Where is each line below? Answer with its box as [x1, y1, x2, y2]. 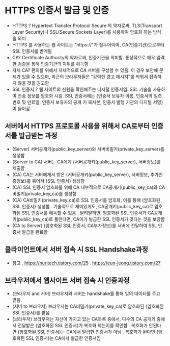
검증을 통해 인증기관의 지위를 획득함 [17, 61, 89, 67]
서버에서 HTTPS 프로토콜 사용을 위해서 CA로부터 [5, 122, 150, 131]
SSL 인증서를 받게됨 [12, 48, 52, 54]
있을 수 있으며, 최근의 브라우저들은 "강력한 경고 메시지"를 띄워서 [21, 73, 148, 80]
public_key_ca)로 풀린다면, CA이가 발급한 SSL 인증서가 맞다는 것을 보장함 [18, 216, 165, 222]
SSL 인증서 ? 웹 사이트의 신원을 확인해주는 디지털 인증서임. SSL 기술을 [12, 86, 152, 92]
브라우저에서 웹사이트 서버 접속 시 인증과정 [5, 276, 130, 285]
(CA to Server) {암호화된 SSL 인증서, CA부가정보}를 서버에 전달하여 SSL [12, 223, 157, 229]
